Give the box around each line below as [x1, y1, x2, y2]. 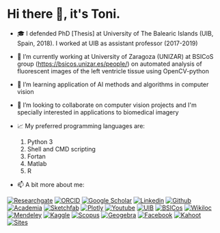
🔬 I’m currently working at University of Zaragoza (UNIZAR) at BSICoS [16, 52, 214, 60]
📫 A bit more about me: [16, 180, 85, 188]
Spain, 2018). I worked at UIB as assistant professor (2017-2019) [16, 39, 198, 47]
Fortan [27, 152, 46, 160]
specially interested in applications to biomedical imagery [16, 108, 179, 116]
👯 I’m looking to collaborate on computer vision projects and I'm [16, 101, 197, 109]
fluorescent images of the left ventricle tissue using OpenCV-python [16, 66, 210, 75]
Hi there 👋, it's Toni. [7, 6, 121, 22]
